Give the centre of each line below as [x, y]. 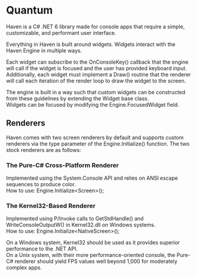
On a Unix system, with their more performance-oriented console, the [91, 255]
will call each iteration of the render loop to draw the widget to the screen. [96, 81]
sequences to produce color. [41, 184]
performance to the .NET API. [42, 249]
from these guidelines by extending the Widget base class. [78, 98]
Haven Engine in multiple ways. [44, 50]
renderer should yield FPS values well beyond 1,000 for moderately [96, 261]
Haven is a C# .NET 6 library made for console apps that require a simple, [96, 27]
